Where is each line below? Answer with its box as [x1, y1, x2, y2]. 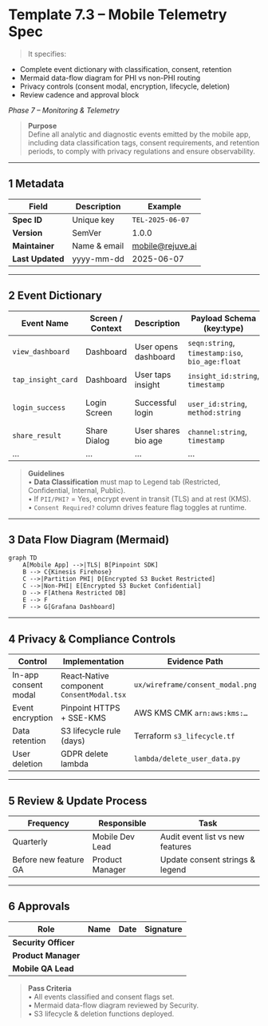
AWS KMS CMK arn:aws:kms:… [134, 707, 248, 718]
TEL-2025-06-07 [132, 215, 190, 225]
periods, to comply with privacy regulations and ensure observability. [27, 146, 255, 156]
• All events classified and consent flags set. [27, 992, 175, 1001]
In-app [12, 670, 39, 681]
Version [12, 227, 43, 238]
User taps [134, 369, 171, 380]
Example [147, 201, 182, 212]
